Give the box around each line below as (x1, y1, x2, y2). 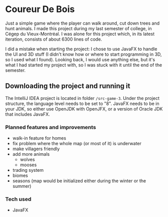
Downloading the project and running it (5, 82, 131, 90)
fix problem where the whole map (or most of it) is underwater (12, 141, 142, 147)
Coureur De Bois (5, 4, 75, 15)
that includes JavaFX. (5, 111, 50, 117)
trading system (12, 167, 44, 173)
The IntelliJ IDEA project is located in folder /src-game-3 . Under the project (5, 95, 160, 101)
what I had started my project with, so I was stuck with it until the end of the (5, 62, 162, 68)
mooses (20, 162, 37, 168)
